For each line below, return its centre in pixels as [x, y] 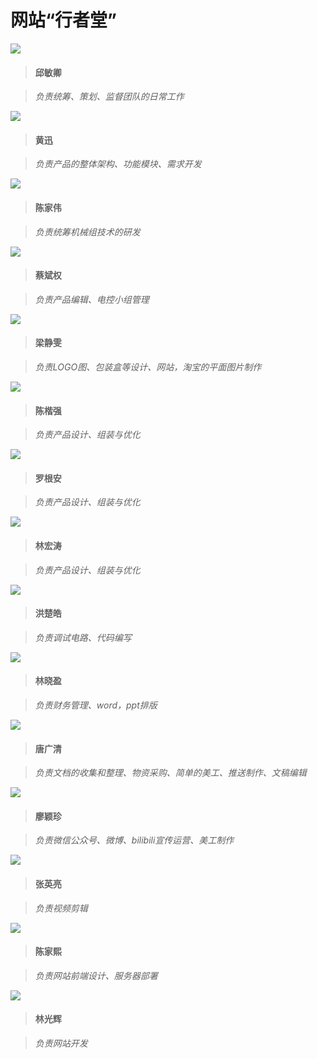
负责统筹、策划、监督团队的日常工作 [109, 97]
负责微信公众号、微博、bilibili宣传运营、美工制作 [134, 840]
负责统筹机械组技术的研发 [87, 232]
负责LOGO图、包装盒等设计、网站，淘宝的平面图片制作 [148, 367]
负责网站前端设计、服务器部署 [96, 975]
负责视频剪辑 [61, 908]
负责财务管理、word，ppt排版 [96, 705]
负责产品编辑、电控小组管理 [92, 299]
